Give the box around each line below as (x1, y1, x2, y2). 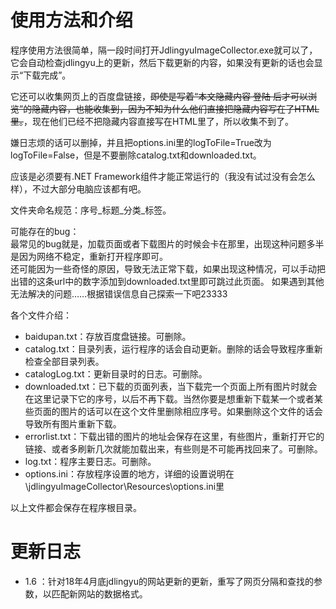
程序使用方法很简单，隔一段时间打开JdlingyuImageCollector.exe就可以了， (10, 44, 318, 56)
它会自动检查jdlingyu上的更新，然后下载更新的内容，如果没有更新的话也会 (10, 56, 315, 68)
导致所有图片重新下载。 (24, 417, 122, 430)
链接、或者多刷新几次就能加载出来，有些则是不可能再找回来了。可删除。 (24, 442, 323, 455)
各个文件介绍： (10, 309, 72, 321)
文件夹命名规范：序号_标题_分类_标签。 (10, 204, 172, 216)
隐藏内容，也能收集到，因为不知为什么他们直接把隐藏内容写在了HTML (31, 102, 320, 115)
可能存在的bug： (10, 225, 80, 237)
